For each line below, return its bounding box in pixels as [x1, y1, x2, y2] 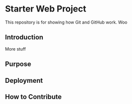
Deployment [5, 76, 43, 85]
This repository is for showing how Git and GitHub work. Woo [5, 19, 128, 25]
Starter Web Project [5, 3, 86, 14]
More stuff [5, 46, 26, 52]
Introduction [5, 33, 44, 41]
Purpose [5, 60, 32, 68]
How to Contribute [5, 92, 62, 101]
